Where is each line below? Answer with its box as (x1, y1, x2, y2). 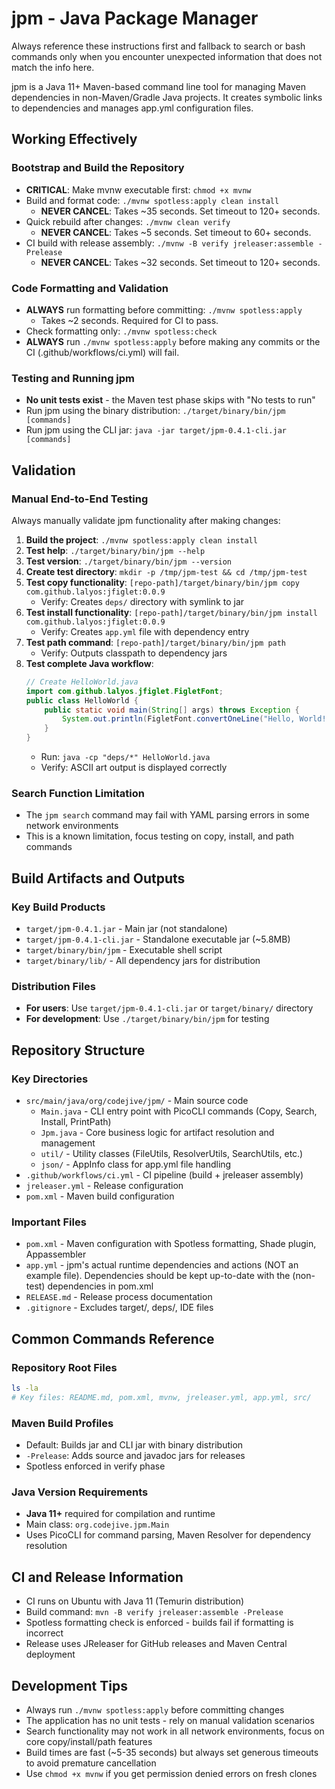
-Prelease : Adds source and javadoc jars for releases (25, 1450, 246, 1462)
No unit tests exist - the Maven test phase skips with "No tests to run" (25, 394, 316, 406)
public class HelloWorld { (25, 695, 139, 706)
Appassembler (25, 1248, 87, 1261)
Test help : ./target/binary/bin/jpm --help (25, 544, 206, 556)
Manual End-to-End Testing (11, 492, 149, 506)
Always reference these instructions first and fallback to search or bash (11, 40, 306, 52)
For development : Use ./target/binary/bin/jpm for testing (25, 1013, 270, 1025)
